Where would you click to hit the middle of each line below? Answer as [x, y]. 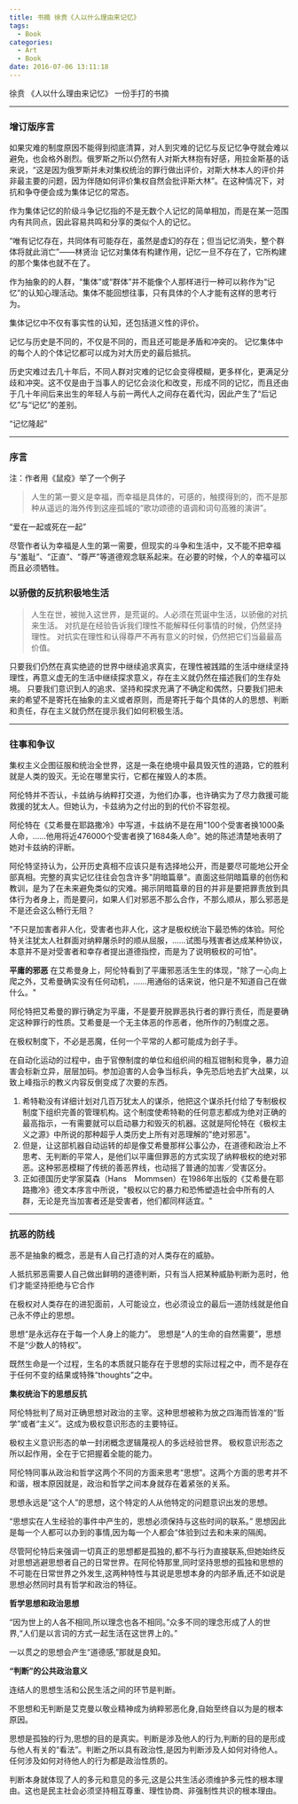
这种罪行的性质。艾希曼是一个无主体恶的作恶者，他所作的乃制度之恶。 [145, 1023]
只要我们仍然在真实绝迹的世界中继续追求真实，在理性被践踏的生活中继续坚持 [149, 666]
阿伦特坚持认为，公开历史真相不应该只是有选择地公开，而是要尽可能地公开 [145, 867]
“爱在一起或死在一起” [48, 527]
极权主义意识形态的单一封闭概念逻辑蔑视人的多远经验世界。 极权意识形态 [142, 1443]
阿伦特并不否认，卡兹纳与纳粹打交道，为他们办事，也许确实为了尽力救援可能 [149, 796]
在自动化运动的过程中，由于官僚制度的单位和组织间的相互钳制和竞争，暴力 [145, 1060]
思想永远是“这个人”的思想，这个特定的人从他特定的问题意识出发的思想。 [141, 1502]
